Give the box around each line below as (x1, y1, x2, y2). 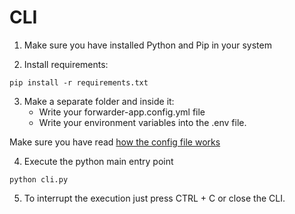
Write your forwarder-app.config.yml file (38, 106, 206, 118)
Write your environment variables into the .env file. (38, 116, 247, 128)
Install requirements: (23, 58, 109, 70)
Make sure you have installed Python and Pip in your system (23, 39, 272, 51)
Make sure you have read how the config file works (9, 136, 221, 148)
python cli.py (9, 174, 69, 185)
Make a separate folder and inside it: (23, 95, 175, 107)
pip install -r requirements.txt (9, 77, 149, 88)
